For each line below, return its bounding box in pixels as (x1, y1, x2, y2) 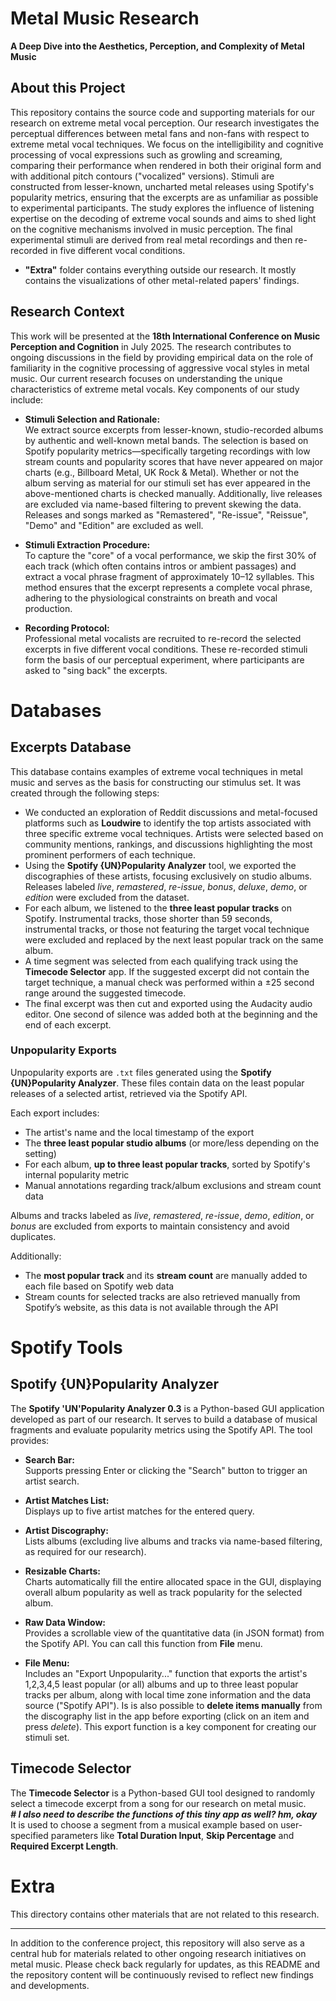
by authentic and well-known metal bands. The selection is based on (24, 434, 309, 446)
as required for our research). (24, 1545, 147, 1557)
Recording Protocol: (24, 622, 110, 634)
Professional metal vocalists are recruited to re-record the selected (24, 632, 302, 644)
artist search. (24, 1475, 80, 1487)
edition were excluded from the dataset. (24, 891, 190, 903)
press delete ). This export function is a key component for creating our (24, 1720, 317, 1732)
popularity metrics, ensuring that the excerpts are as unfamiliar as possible (10, 191, 319, 203)
